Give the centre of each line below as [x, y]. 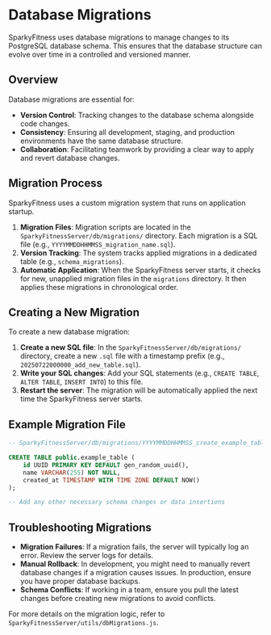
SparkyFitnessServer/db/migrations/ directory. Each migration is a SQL [139, 235]
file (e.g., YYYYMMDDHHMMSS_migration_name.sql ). [98, 244]
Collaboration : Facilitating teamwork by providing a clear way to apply [137, 149]
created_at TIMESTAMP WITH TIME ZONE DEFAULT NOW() [111, 480]
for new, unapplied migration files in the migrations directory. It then [133, 278]
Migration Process [56, 183]
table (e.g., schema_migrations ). [72, 261]
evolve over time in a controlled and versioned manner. [100, 54]
